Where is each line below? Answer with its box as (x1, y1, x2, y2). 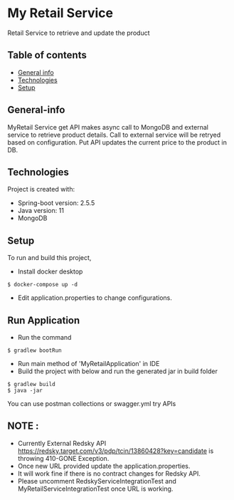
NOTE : (7, 420, 39, 432)
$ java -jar (7, 387, 43, 394)
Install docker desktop (17, 267, 83, 276)
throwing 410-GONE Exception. (17, 454, 110, 462)
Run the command (17, 333, 72, 341)
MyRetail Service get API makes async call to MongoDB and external (7, 123, 208, 131)
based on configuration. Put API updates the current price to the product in (7, 137, 228, 147)
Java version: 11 (17, 207, 64, 215)
